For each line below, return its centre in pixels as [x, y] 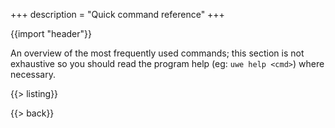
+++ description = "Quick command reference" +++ [117, 14]
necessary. [33, 74]
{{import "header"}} [51, 33]
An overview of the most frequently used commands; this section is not [157, 53]
